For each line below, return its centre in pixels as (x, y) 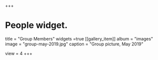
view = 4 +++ (19, 53)
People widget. (36, 25)
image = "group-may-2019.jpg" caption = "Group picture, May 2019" (74, 44)
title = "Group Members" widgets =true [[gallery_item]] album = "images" (79, 39)
